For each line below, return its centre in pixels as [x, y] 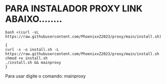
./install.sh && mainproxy [33, 62]
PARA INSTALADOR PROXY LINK [74, 9]
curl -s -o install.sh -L [32, 49]
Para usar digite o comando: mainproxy [46, 76]
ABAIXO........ [34, 19]
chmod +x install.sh [27, 58]
